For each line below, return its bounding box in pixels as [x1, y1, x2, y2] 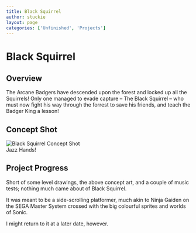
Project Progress [6, 163, 68, 173]
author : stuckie [6, 14, 46, 20]
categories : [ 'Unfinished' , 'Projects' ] [6, 25, 106, 31]
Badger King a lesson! [6, 108, 60, 115]
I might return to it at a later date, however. [6, 220, 109, 227]
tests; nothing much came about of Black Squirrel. [6, 185, 127, 192]
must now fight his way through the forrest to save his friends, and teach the [6, 101, 191, 108]
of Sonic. [6, 208, 28, 215]
